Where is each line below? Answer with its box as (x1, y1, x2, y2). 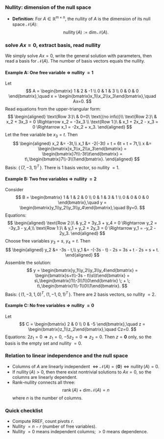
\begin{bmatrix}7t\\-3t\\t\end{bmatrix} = (42, 151, 123, 157)
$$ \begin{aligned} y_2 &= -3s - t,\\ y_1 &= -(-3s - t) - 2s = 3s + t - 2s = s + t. (5, 246, 159, 253)
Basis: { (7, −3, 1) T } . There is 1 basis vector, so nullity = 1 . (5, 164, 120, 170)
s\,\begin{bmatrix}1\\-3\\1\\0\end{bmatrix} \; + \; (34, 278, 131, 284)
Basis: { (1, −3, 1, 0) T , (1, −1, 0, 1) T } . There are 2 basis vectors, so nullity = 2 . (5, 290, 156, 297)
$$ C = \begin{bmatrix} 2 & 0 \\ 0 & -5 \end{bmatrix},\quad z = (19, 321, 145, 327)
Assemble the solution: (5, 260, 51, 265)
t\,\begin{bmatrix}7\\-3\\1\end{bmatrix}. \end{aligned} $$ (24, 156, 140, 162)
